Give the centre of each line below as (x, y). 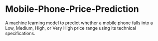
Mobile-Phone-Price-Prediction (72, 9)
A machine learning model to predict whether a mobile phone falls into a (79, 23)
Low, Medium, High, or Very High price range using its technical (71, 28)
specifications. (20, 33)
